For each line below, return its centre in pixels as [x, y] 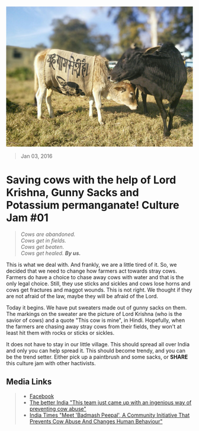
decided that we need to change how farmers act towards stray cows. [92, 271]
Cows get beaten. [42, 247]
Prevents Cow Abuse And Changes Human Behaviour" [96, 421]
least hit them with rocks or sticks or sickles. [60, 333]
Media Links [29, 382]
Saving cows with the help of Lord [91, 180]
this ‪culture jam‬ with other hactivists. [51, 363]
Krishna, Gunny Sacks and [73, 193]
